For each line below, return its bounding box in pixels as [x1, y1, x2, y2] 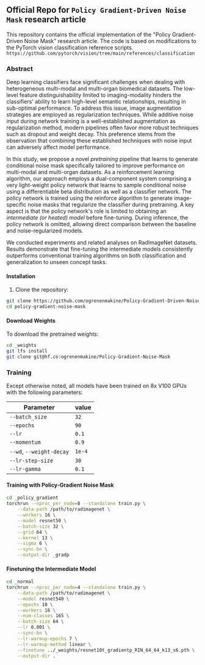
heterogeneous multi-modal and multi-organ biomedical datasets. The [6, 85, 183, 93]
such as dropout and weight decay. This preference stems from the [6, 131, 176, 138]
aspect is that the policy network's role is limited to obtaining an [6, 208, 167, 215]
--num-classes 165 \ [17, 613, 70, 619]
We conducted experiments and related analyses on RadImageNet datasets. [6, 239, 197, 246]
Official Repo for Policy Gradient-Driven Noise [6, 5, 187, 15]
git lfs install [6, 348, 48, 354]
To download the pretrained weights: [6, 330, 99, 338]
